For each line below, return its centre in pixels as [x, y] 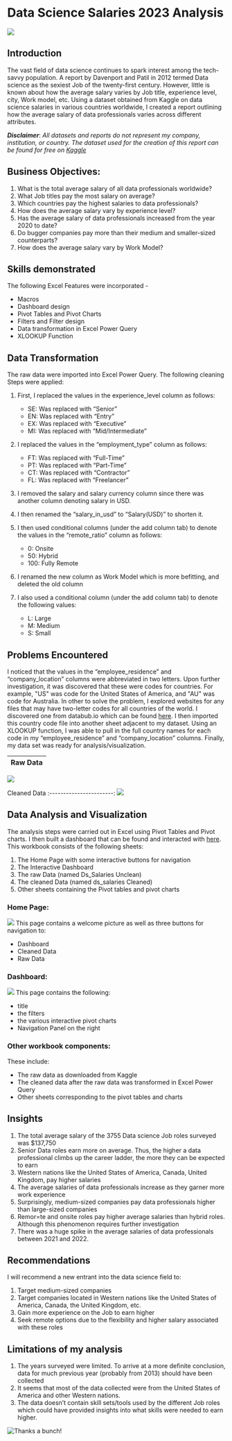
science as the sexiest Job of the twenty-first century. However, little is [108, 85]
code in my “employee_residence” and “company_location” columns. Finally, [116, 738]
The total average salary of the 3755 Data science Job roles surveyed [117, 1135]
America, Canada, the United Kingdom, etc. [79, 1305]
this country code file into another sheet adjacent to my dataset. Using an [112, 723]
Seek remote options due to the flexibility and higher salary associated [118, 1320]
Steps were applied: [36, 382]
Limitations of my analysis [65, 1349]
